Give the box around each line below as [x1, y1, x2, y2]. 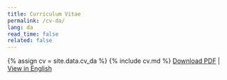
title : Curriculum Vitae [7, 10, 81, 18]
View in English [7, 64, 52, 73]
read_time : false [7, 30, 59, 38]
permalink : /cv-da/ [7, 17, 65, 24]
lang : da [7, 24, 33, 31]
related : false [7, 37, 53, 44]
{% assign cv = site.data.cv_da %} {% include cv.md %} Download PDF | [7, 56, 221, 65]
